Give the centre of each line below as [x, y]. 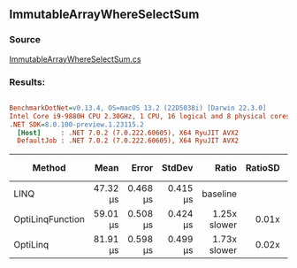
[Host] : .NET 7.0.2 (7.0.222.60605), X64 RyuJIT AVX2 [128, 133]
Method [49, 168]
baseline [219, 194]
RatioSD [263, 168]
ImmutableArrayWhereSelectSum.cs [75, 59]
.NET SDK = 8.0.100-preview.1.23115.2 [76, 124]
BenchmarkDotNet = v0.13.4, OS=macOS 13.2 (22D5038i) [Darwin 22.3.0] [138, 108]
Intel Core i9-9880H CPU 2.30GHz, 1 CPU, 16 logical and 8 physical [138, 116]
